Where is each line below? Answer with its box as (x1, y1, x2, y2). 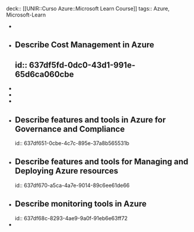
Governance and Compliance (14, 124, 125, 134)
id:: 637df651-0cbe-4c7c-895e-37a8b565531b (14, 140, 129, 147)
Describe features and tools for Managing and (14, 157, 189, 167)
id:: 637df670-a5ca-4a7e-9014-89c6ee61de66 (14, 182, 130, 189)
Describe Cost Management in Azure (14, 40, 154, 50)
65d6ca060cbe (14, 69, 74, 79)
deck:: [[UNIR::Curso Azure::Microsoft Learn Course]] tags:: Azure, (6, 5, 170, 12)
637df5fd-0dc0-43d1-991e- (28, 60, 135, 70)
